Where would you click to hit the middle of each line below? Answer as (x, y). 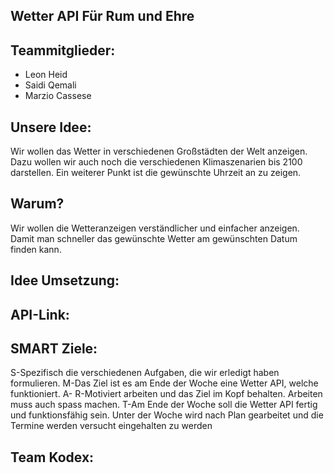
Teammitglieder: (63, 50)
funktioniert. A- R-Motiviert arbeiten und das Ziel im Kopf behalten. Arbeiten (166, 394)
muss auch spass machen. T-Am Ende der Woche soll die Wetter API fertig (164, 405)
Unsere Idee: (51, 127)
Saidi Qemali (50, 85)
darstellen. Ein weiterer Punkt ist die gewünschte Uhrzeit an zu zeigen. (156, 173)
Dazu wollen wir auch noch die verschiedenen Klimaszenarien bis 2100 (156, 162)
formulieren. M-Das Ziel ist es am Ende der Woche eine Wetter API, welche (164, 383)
